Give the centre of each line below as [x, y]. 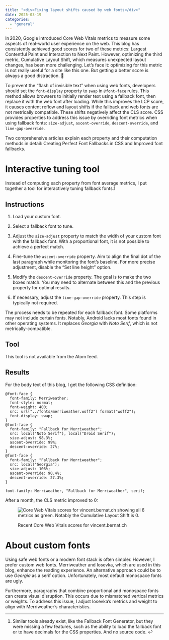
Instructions [25, 204]
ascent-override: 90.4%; [36, 473]
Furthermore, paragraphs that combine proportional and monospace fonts [82, 591]
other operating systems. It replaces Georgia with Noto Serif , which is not [81, 323]
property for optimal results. [41, 287]
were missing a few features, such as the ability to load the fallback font [87, 626]
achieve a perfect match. [38, 247]
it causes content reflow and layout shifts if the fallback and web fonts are [82, 107]
